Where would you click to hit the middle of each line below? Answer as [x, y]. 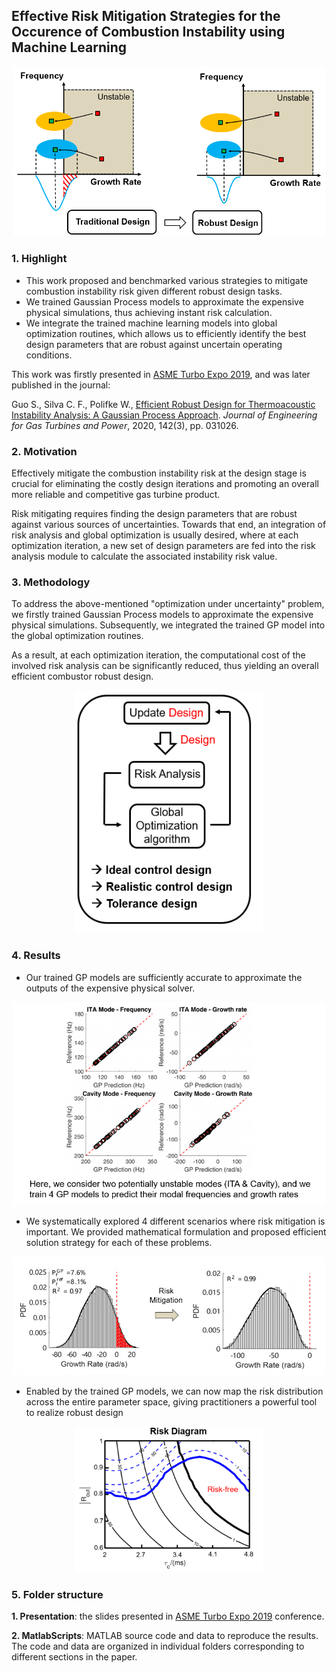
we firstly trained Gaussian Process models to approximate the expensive [162, 615]
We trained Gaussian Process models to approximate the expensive [164, 301]
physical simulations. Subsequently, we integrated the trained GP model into [168, 625]
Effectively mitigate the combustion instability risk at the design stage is [159, 473]
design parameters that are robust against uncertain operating [154, 344]
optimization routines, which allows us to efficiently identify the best [166, 333]
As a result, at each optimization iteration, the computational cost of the [158, 655]
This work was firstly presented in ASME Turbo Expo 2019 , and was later [161, 374]
